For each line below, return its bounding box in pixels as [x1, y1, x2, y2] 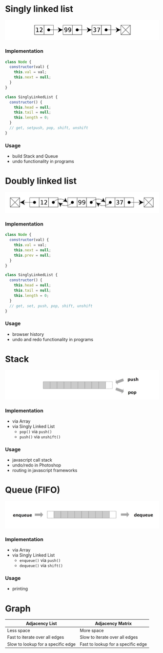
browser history [12, 331, 44, 337]
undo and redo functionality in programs [12, 336, 94, 342]
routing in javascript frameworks [12, 468, 78, 473]
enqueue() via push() [19, 557, 61, 563]
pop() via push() [19, 429, 52, 434]
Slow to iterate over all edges [80, 634, 138, 640]
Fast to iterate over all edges [7, 634, 64, 640]
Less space [7, 628, 30, 633]
